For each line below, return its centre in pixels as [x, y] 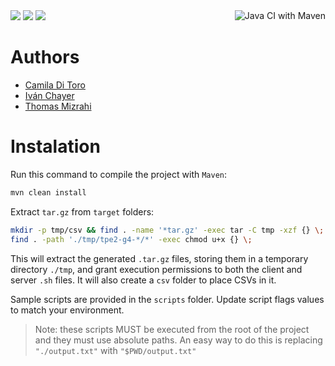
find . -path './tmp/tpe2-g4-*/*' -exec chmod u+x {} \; [131, 239]
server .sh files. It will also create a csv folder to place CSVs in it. [143, 280]
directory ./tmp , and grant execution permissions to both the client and [156, 269]
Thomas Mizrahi [58, 106]
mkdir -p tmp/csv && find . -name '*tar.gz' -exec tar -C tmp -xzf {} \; [167, 230]
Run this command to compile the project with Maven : [119, 174]
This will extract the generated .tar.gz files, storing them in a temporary [159, 258]
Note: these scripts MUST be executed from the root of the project [172, 329]
